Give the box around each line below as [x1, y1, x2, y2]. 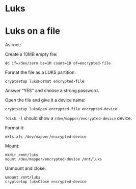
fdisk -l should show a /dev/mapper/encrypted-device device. [5, 115, 132, 121]
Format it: [5, 125, 25, 131]
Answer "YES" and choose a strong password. [5, 88, 99, 94]
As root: [5, 42, 21, 48]
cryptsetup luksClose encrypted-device [5, 179, 87, 185]
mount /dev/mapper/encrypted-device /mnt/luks [5, 157, 102, 162]
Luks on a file [5, 26, 60, 37]
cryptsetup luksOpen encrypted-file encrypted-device [5, 107, 118, 112]
